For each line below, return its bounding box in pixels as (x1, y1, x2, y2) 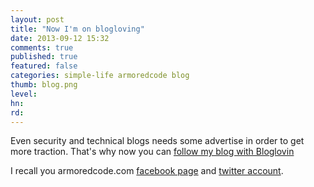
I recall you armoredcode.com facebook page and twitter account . (10, 165, 284, 177)
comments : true (10, 42, 74, 53)
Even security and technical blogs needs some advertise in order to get (10, 135, 305, 147)
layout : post (10, 14, 65, 25)
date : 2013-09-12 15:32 (10, 33, 110, 43)
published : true (10, 52, 78, 62)
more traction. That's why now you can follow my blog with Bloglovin (10, 146, 295, 158)
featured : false (10, 61, 78, 71)
